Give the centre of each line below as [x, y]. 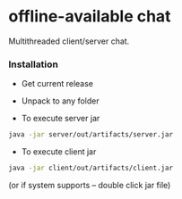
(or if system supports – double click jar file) [90, 185]
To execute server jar [61, 119]
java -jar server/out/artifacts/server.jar [91, 135]
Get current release [57, 84]
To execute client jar [59, 152]
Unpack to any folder [60, 101]
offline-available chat [90, 17]
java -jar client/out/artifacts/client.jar [91, 168]
